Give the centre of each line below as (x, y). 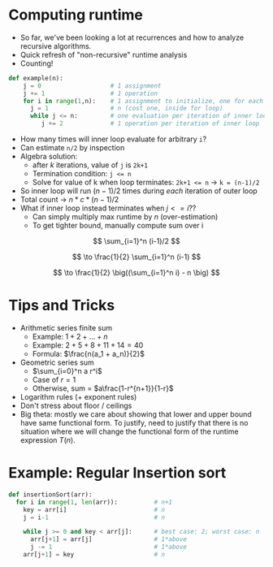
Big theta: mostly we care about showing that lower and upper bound (136, 414)
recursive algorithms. (56, 45)
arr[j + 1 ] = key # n (94, 555)
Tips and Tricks (62, 305)
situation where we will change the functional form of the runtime (129, 431)
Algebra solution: (49, 157)
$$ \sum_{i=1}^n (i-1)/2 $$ (136, 241)
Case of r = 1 (54, 380)
